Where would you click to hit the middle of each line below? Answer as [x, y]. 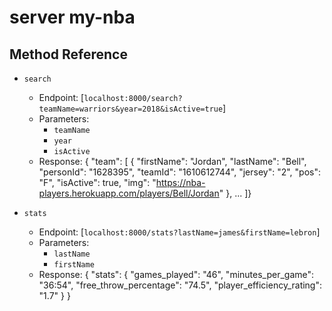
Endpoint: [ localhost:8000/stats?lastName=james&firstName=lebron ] [179, 232]
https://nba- [180, 182]
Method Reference [68, 54]
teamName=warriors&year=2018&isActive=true [131, 109]
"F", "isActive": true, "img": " [97, 182]
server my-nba [72, 17]
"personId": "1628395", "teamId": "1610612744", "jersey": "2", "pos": [179, 172]
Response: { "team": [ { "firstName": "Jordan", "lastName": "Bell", [172, 161]
